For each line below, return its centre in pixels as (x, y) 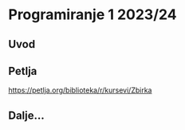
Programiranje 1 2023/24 (92, 15)
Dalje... (27, 115)
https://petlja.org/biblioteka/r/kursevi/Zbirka (80, 90)
